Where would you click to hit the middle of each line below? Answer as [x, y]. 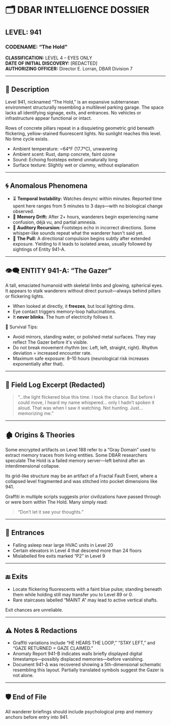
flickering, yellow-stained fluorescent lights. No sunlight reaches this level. [83, 133]
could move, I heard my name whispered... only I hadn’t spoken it [86, 403]
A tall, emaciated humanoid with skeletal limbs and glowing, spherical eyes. [84, 285]
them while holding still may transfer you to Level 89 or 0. [73, 594]
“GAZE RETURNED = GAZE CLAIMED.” [53, 648]
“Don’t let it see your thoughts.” [51, 512]
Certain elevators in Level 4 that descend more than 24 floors [77, 550]
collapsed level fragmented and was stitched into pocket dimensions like [81, 481]
